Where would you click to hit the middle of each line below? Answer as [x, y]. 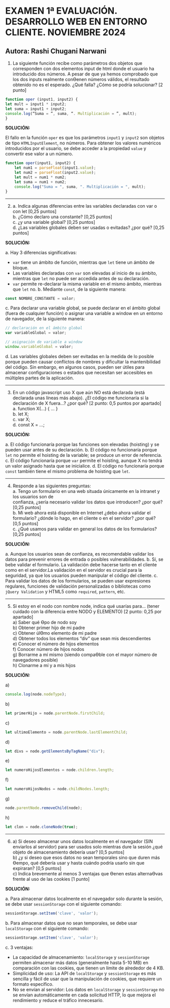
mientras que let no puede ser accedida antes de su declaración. [81, 278]
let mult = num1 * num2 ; [40, 177]
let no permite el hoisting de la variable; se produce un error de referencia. [84, 455]
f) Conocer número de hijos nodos [48, 649]
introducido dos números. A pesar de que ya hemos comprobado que [85, 74]
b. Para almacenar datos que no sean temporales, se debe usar [71, 923]
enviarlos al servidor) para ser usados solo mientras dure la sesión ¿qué [88, 846]
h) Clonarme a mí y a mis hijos [44, 665]
